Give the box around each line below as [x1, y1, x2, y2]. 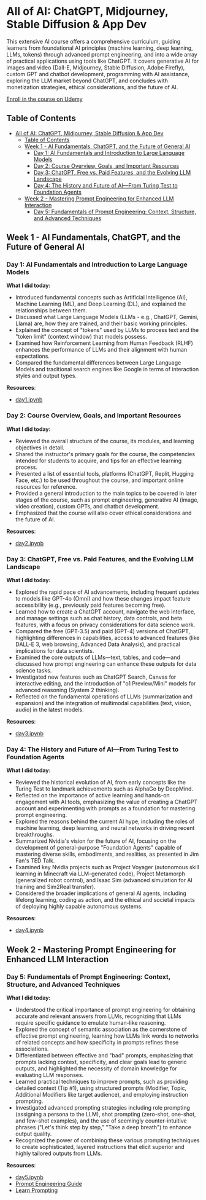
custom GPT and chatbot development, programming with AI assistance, [6, 70, 190, 77]
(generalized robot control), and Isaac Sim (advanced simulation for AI [15, 877, 193, 884]
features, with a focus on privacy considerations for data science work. [15, 621, 196, 628]
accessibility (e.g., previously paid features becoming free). [15, 601, 166, 609]
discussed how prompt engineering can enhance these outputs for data [15, 660, 197, 668]
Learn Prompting [15, 1186, 58, 1194]
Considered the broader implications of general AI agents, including [15, 890, 187, 897]
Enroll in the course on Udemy [6, 95, 83, 103]
